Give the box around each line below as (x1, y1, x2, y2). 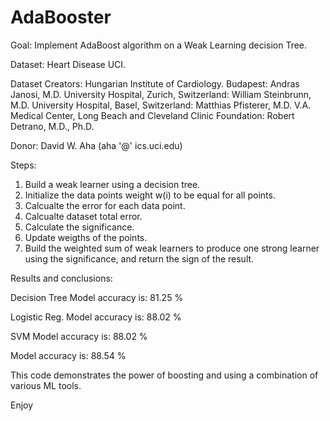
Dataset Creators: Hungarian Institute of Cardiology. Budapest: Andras (10, 77, 300, 90)
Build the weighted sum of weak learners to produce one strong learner (24, 242, 320, 254)
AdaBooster (10, 6, 112, 29)
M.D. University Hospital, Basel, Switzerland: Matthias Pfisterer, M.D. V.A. (10, 99, 312, 111)
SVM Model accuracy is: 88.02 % (10, 330, 148, 342)
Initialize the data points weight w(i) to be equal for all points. (24, 189, 276, 201)
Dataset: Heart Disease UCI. (10, 58, 127, 70)
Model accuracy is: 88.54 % (10, 349, 127, 361)
